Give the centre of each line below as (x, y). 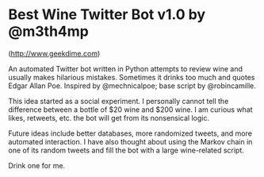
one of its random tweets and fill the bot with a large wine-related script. (126, 150)
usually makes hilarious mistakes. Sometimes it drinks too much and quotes (132, 77)
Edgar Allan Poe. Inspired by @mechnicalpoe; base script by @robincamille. (132, 86)
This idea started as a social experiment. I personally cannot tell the (119, 101)
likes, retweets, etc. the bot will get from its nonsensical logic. (109, 117)
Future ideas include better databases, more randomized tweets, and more (130, 133)
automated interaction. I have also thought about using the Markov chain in (130, 141)
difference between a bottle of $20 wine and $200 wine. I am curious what (130, 110)
